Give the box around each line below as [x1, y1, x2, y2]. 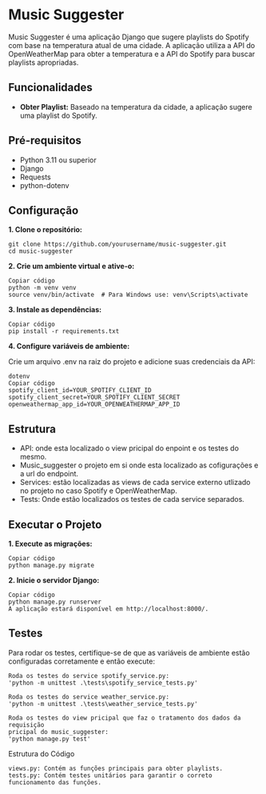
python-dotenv [19, 180, 69, 190]
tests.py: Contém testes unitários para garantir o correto [8, 771, 213, 780]
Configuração [8, 203, 79, 217]
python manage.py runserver [8, 598, 102, 606]
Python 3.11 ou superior [19, 154, 97, 165]
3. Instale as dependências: [8, 305, 102, 315]
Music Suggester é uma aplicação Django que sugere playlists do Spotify [8, 32, 249, 42]
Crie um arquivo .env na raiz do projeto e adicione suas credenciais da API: [8, 357, 256, 367]
